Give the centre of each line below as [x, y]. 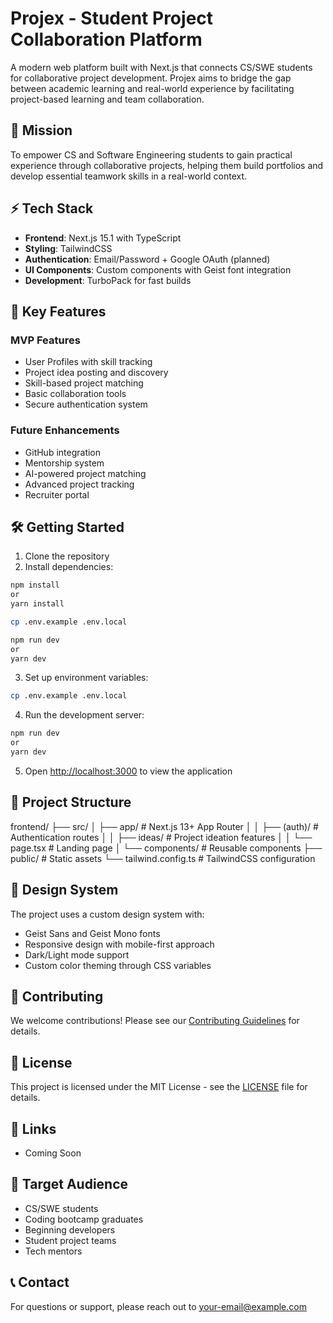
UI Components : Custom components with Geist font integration [158, 269]
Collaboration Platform [106, 39]
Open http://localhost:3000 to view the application [128, 771]
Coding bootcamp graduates [84, 1219]
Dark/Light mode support [77, 954]
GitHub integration [63, 452]
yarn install [37, 604]
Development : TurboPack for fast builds [108, 280]
